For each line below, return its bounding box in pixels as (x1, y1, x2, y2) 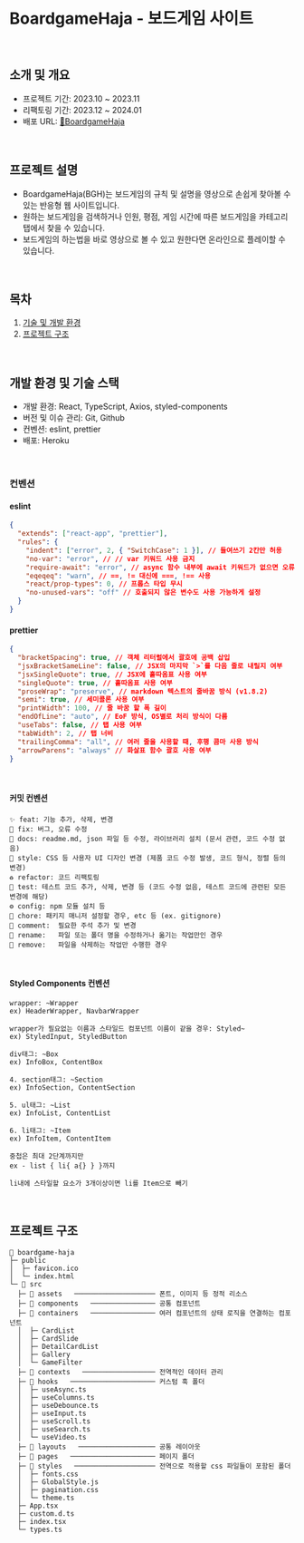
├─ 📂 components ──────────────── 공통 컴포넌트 (17, 1298, 201, 1308)
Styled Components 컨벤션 (9, 978, 110, 989)
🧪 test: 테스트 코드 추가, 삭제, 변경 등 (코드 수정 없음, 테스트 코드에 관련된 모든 (9, 882, 287, 891)
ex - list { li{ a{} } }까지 (9, 1161, 116, 1170)
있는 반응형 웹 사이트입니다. (22, 199, 120, 210)
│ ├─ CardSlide (17, 1334, 79, 1343)
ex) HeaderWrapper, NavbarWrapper (9, 1006, 140, 1015)
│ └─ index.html (9, 1271, 75, 1281)
